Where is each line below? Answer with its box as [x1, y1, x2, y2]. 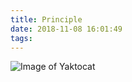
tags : [10, 33, 33, 43]
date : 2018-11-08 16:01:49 [10, 24, 123, 34]
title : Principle [10, 14, 83, 25]
